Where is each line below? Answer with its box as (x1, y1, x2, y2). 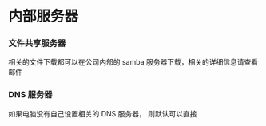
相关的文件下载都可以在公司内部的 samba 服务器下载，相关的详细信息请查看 (8, 57, 258, 67)
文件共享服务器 (8, 37, 66, 49)
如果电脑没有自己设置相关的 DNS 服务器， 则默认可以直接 (8, 108, 197, 118)
